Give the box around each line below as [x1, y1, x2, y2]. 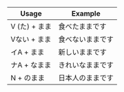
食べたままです [58, 22, 107, 31]
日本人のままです [58, 73, 114, 82]
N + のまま [10, 73, 45, 82]
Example [71, 9, 101, 18]
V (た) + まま [10, 22, 52, 31]
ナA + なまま [10, 60, 52, 69]
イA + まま [10, 47, 45, 57]
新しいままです [58, 47, 107, 57]
